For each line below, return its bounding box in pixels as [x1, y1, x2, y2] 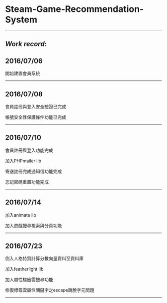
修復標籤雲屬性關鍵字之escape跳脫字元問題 [5, 287, 94, 293]
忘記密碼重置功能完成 [5, 179, 49, 184]
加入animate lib [5, 212, 36, 218]
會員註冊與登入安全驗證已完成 [5, 103, 66, 110]
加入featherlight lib [5, 266, 44, 272]
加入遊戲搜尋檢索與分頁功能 [5, 222, 62, 229]
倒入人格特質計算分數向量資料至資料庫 [5, 255, 83, 261]
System [5, 14, 38, 25]
